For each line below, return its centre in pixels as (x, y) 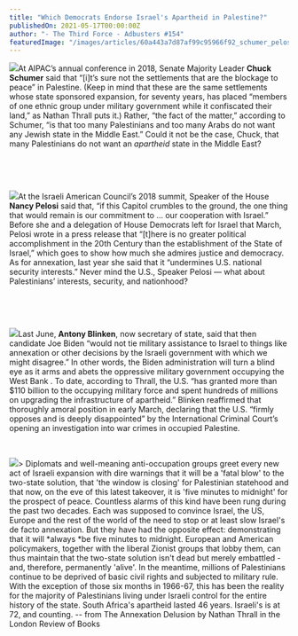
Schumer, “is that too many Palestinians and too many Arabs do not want (142, 125)
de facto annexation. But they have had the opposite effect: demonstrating (145, 530)
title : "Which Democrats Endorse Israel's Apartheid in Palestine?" (138, 17)
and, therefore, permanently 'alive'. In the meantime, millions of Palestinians (147, 568)
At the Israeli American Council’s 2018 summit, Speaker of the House (144, 197)
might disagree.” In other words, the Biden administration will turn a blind (142, 362)
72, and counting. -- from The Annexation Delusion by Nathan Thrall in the (145, 615)
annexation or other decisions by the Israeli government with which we (138, 353)
